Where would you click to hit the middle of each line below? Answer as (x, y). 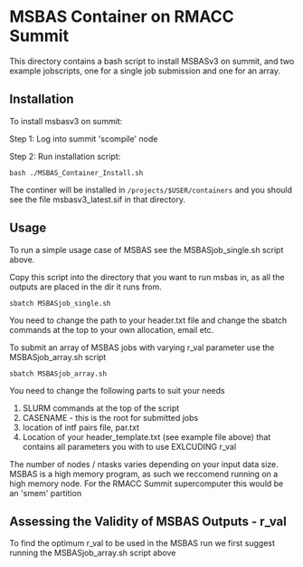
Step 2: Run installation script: (65, 156)
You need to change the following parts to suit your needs (117, 390)
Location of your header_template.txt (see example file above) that (147, 436)
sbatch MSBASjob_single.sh (60, 303)
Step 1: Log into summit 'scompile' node (84, 139)
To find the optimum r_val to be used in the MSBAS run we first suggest (142, 543)
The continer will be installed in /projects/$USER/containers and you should (151, 190)
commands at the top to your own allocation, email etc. (112, 329)
